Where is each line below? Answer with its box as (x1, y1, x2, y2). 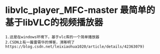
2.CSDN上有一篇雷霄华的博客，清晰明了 (5, 40, 75, 45)
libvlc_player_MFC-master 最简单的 (5, 4, 155, 16)
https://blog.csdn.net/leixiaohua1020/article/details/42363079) (5, 44, 144, 49)
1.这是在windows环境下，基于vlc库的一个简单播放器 (5, 34, 99, 40)
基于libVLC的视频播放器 (5, 17, 103, 28)
